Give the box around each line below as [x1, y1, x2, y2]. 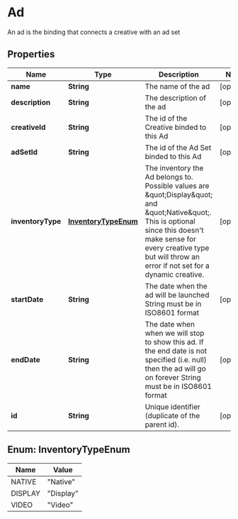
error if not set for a [144, 261, 210, 271]
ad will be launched [144, 290, 210, 300]
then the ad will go [144, 364, 207, 373]
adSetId [11, 147, 38, 157]
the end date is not [144, 346, 208, 356]
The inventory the [144, 163, 204, 173]
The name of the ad [144, 81, 210, 91]
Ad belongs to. [144, 172, 193, 182]
